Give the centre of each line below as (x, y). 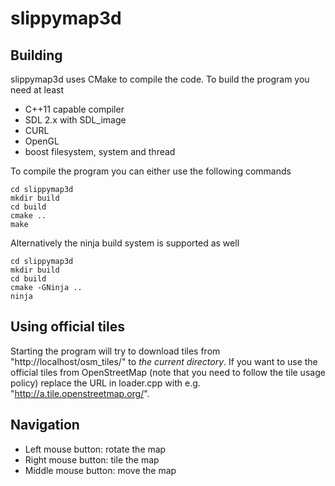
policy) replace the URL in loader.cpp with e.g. (105, 383)
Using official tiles (67, 327)
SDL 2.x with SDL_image (75, 120)
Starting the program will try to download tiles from (115, 351)
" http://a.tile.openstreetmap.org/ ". (80, 393)
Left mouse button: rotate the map (95, 449)
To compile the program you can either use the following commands (151, 171)
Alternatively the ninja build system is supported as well (125, 243)
